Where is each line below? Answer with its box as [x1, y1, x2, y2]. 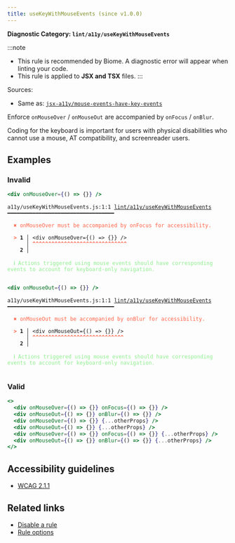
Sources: [7, 85, 34, 93]
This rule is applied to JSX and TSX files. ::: [17, 72, 143, 80]
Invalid [7, 175, 31, 185]
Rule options [17, 528, 54, 536]
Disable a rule [17, 521, 58, 529]
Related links [7, 502, 65, 513]
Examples [7, 154, 51, 166]
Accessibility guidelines [7, 463, 115, 475]
